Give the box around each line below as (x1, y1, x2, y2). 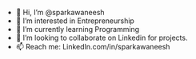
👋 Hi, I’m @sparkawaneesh (15, 8, 106, 17)
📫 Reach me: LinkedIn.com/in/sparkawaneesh (15, 42, 170, 51)
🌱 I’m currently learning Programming (15, 25, 140, 33)
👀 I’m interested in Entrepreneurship (15, 16, 134, 26)
